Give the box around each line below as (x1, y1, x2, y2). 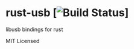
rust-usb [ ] (5, 6, 129, 20)
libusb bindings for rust (5, 26, 63, 33)
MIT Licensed (5, 37, 40, 44)
